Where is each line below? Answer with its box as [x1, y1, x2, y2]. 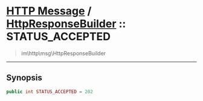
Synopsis [6, 73, 42, 83]
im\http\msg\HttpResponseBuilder [21, 49, 106, 57]
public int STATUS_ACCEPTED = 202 [6, 88, 94, 94]
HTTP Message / [6, 4, 92, 18]
